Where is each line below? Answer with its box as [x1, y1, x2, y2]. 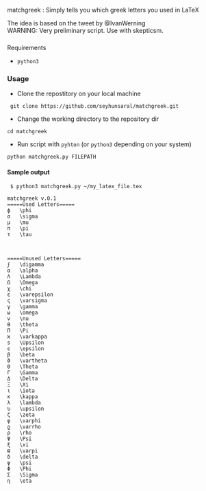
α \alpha [7, 267, 38, 274]
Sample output [7, 168, 50, 176]
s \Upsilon [7, 339, 44, 346]
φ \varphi [7, 418, 41, 424]
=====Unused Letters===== [7, 255, 81, 262]
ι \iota [7, 387, 36, 394]
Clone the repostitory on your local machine [16, 89, 142, 98]
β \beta [7, 352, 36, 358]
